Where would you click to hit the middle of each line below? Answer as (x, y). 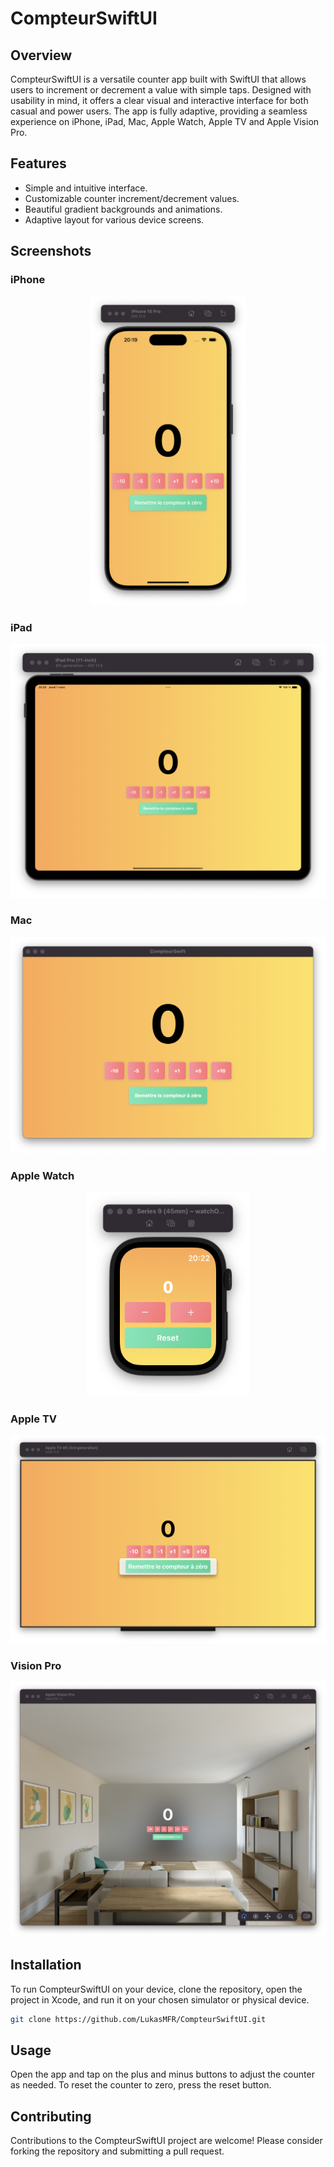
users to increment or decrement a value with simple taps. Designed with (161, 90)
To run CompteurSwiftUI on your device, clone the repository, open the (156, 1989)
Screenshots (51, 251)
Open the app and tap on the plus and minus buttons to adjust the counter (162, 2074)
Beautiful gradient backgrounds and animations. (123, 209)
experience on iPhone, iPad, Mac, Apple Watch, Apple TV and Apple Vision (165, 121)
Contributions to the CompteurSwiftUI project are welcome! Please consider (166, 2141)
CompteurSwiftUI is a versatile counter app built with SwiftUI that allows (158, 79)
